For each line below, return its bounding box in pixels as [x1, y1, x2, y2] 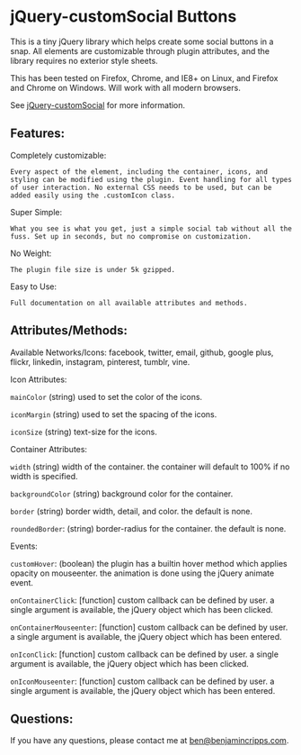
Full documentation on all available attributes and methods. [10, 298, 248, 307]
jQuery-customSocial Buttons [10, 6, 237, 27]
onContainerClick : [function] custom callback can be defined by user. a [10, 595, 275, 605]
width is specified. [10, 470, 78, 481]
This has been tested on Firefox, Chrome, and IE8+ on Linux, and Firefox [10, 72, 279, 83]
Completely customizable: [10, 150, 107, 160]
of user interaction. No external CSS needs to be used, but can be [10, 183, 272, 192]
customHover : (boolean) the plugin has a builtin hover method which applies [10, 558, 288, 569]
